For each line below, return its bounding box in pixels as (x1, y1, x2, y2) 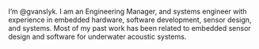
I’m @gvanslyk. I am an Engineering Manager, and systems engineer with (8, 7, 247, 16)
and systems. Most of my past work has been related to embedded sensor (8, 24, 251, 32)
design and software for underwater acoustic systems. (8, 32, 187, 41)
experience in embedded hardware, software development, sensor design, (8, 15, 252, 24)
